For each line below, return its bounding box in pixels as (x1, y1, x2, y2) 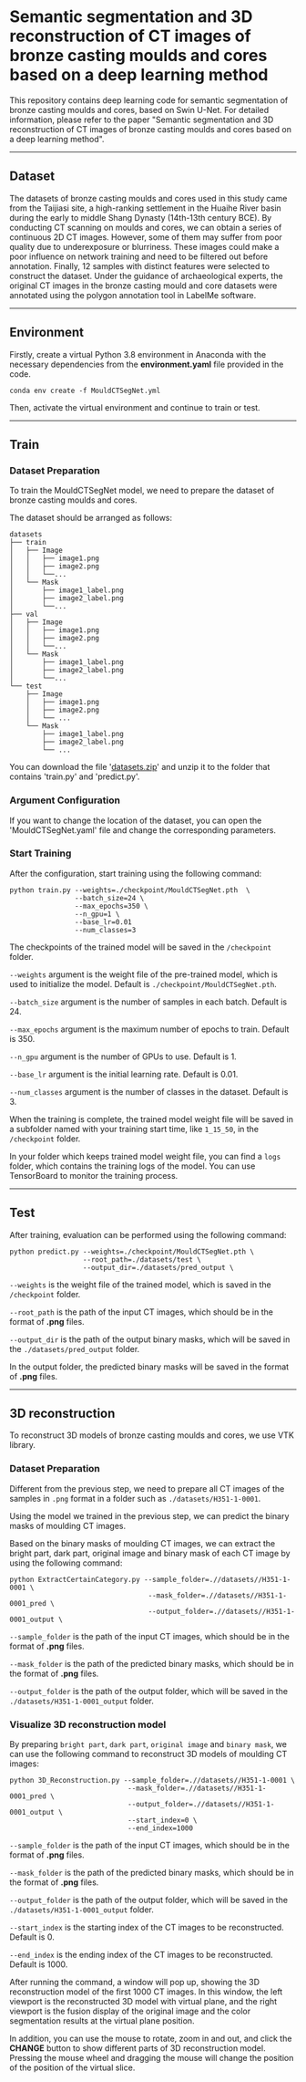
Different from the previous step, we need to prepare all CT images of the (9, 1483, 285, 1494)
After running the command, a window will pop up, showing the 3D (9, 1977, 260, 1988)
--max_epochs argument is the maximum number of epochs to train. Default (9, 1024, 290, 1035)
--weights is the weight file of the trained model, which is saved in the (9, 1279, 271, 1290)
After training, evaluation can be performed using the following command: (9, 1229, 287, 1240)
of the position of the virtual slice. (9, 2062, 136, 2073)
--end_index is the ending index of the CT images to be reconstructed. (9, 1950, 273, 1961)
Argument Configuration (9, 794, 121, 807)
